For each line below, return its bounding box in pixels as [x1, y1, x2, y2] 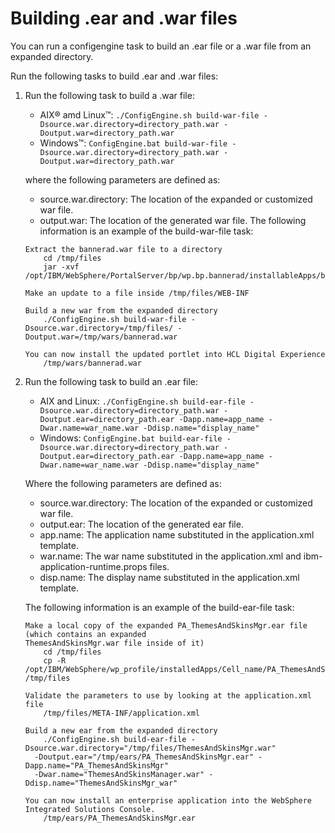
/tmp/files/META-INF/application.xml [43, 708, 200, 718]
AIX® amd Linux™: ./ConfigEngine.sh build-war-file [39, 108, 260, 121]
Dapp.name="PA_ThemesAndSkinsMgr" [24, 760, 169, 771]
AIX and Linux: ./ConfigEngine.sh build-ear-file [39, 395, 246, 407]
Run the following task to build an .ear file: [24, 375, 199, 387]
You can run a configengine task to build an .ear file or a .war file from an [10, 40, 312, 52]
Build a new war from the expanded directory [24, 305, 218, 316]
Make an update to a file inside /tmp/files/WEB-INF [24, 288, 250, 298]
